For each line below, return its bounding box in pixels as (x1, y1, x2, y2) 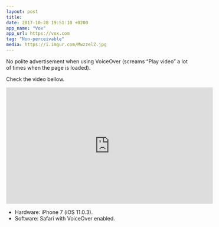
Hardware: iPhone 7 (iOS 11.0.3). (14, 208, 93, 216)
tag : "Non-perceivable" (6, 36, 65, 42)
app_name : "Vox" (6, 25, 46, 31)
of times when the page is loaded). (6, 64, 91, 71)
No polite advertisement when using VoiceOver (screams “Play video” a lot (6, 57, 188, 65)
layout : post (6, 8, 38, 15)
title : (6, 14, 22, 20)
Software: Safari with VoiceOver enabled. (14, 215, 115, 222)
